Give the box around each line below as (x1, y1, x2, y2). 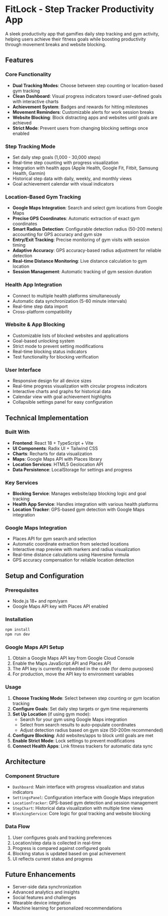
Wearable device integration (12, 899, 71, 905)
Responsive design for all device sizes (12, 378, 92, 384)
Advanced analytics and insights (12, 889, 80, 895)
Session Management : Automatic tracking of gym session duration (12, 269, 152, 275)
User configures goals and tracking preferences (12, 834, 112, 840)
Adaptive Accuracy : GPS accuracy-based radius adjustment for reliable (12, 247, 161, 254)
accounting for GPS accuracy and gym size (12, 232, 102, 238)
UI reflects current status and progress (12, 856, 93, 862)
